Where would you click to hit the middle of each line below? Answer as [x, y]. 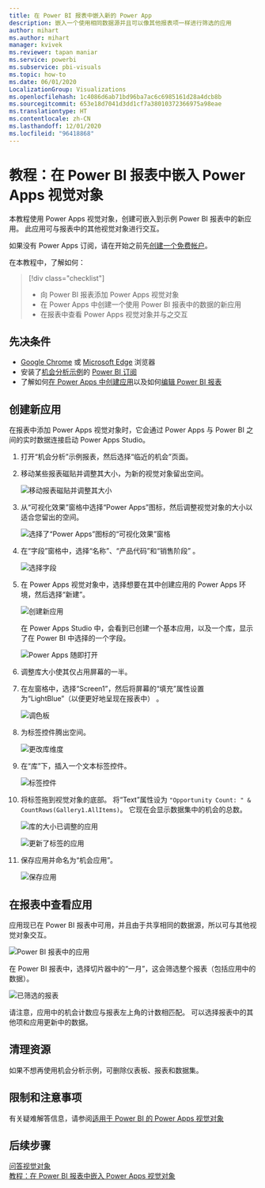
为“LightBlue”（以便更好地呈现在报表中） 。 [92, 699]
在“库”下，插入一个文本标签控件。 [76, 766]
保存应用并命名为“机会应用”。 [69, 860]
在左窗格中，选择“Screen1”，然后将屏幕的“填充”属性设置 [112, 689]
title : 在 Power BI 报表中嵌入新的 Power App [81, 15]
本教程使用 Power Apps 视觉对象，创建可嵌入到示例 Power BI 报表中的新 [127, 218]
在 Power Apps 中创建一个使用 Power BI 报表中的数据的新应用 [141, 304]
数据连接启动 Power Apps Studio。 [93, 440]
